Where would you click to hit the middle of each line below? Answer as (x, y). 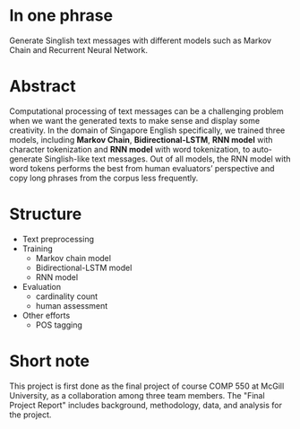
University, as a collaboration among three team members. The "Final (137, 395)
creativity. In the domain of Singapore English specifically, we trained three (147, 130)
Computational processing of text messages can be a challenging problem (146, 111)
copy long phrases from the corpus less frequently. (104, 178)
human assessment (72, 305)
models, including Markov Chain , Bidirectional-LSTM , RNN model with (141, 139)
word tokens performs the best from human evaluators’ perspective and (142, 168)
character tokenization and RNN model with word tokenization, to (130, 149)
